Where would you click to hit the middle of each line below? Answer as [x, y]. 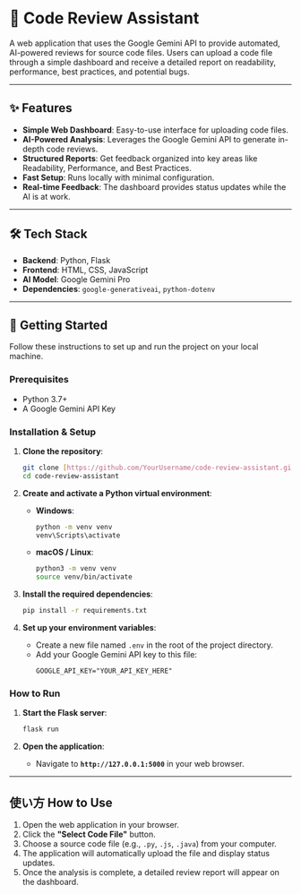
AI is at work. [47, 196]
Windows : [55, 511]
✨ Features [41, 108]
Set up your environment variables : [89, 628]
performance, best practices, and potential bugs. [99, 72]
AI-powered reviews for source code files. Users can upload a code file [141, 52]
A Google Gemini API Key [69, 408]
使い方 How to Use [61, 802]
